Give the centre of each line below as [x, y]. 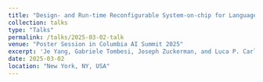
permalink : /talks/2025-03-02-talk [66, 37]
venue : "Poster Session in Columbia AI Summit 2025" [96, 45]
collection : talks [38, 23]
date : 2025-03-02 [36, 59]
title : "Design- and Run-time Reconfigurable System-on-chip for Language [133, 15]
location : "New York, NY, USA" [59, 66]
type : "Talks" [31, 30]
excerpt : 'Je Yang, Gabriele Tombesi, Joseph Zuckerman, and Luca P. [124, 52]
